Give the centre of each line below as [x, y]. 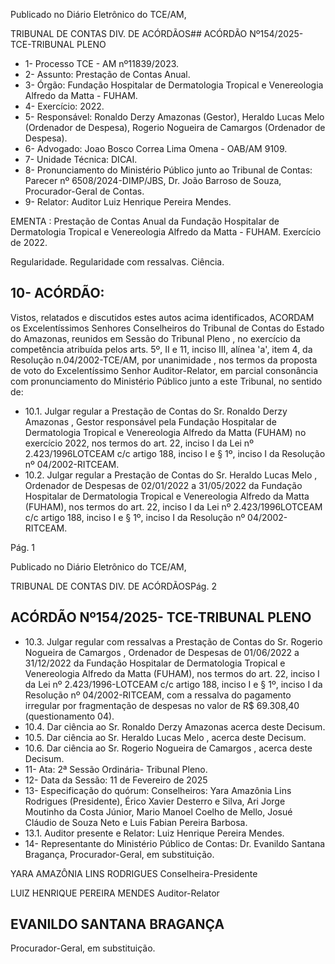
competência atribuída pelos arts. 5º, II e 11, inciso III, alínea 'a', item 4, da [161, 349]
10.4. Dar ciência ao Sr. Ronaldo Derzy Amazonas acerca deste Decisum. [175, 726]
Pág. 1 [23, 547]
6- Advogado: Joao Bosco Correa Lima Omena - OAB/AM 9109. [156, 148]
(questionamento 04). [69, 716]
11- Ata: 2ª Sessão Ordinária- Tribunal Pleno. [116, 769]
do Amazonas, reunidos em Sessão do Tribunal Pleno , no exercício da [155, 338]
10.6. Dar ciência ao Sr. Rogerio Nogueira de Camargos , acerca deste [168, 748]
